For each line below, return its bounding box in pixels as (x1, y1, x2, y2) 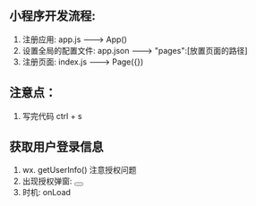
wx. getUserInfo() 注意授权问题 (21, 165, 137, 176)
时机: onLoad (21, 187, 72, 198)
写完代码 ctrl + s (21, 110, 82, 121)
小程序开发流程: (9, 8, 97, 24)
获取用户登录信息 (9, 140, 104, 155)
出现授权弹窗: (21, 176, 73, 186)
